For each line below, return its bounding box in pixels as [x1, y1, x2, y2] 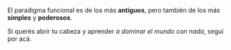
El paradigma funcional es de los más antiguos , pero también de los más [7, 6, 221, 14]
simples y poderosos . [7, 13, 72, 22]
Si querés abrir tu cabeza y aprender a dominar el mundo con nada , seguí [7, 27, 224, 35]
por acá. [7, 35, 32, 43]
